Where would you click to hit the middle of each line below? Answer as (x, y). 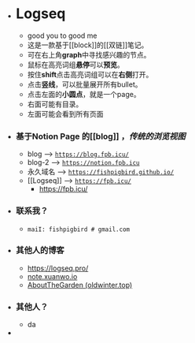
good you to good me (62, 35)
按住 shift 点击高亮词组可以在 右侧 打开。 (90, 74)
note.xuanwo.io (52, 276)
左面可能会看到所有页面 (65, 114)
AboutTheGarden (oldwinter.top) (80, 285)
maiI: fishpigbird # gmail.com (79, 229)
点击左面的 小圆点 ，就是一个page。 (84, 94)
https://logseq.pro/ (58, 268)
